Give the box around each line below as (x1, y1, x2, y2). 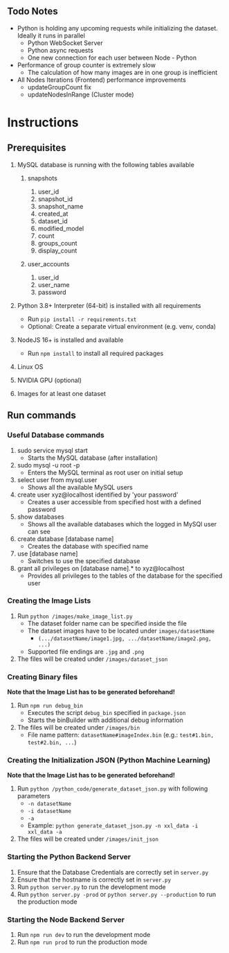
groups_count (37, 239, 77, 247)
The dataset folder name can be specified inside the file (27, 619, 187, 627)
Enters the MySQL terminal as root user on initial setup (27, 468, 183, 477)
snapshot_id (37, 194, 73, 203)
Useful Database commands (7, 430, 105, 440)
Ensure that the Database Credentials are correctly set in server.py (17, 868, 209, 876)
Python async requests (27, 46, 93, 54)
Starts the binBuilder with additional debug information (27, 716, 183, 724)
